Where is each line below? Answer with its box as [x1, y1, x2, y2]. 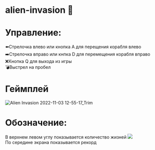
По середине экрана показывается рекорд [5, 140, 97, 145]
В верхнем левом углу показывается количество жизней [5, 134, 127, 140]
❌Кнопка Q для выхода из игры [5, 58, 72, 64]
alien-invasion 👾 [5, 4, 74, 16]
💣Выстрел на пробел [5, 64, 51, 70]
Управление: [5, 27, 62, 39]
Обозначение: [5, 117, 67, 128]
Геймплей [5, 84, 49, 95]
